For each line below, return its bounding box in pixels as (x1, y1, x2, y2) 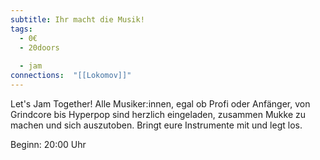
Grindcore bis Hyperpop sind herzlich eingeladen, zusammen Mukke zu (10, 108, 306, 120)
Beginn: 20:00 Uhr (10, 138, 87, 150)
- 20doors (19, 42, 60, 53)
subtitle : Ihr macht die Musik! (10, 14, 145, 25)
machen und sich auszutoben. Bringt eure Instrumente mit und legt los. (10, 119, 303, 131)
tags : (10, 24, 33, 34)
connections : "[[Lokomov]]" (10, 71, 132, 81)
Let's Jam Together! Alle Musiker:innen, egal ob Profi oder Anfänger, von (10, 97, 311, 110)
